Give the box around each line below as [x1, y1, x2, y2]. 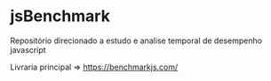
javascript [10, 44, 47, 55]
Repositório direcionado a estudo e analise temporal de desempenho [10, 35, 263, 46]
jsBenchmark [10, 6, 110, 26]
